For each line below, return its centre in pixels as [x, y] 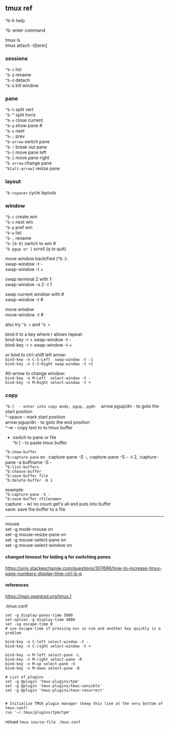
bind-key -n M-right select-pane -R [44, 659]
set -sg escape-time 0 [29, 624]
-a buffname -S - [34, 462]
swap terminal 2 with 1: [29, 279]
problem [13, 633]
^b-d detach [18, 80]
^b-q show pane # [24, 126]
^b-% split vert [19, 109]
